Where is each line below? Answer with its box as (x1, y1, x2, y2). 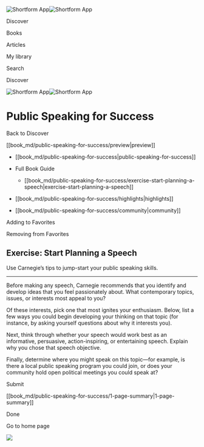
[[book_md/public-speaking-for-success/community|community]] (15, 207, 181, 214)
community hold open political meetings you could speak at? (6, 369, 158, 376)
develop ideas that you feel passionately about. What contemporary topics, (6, 288, 194, 295)
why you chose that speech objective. (6, 344, 101, 351)
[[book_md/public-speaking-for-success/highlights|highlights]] (15, 195, 174, 202)
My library (6, 53, 32, 60)
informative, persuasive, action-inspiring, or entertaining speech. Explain (6, 338, 188, 345)
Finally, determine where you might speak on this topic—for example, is (6, 356, 185, 363)
